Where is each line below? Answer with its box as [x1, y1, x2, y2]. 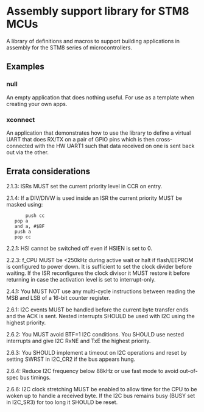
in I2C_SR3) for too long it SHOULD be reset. [6, 398, 118, 406]
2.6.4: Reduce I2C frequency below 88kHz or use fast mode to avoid [6, 367, 178, 374]
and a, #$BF [14, 223, 45, 229]
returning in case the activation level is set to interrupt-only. [6, 275, 157, 283]
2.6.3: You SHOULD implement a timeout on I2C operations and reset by [6, 349, 187, 356]
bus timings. [20, 374, 51, 381]
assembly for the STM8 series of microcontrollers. [6, 44, 133, 51]
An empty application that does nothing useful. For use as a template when [6, 93, 195, 101]
